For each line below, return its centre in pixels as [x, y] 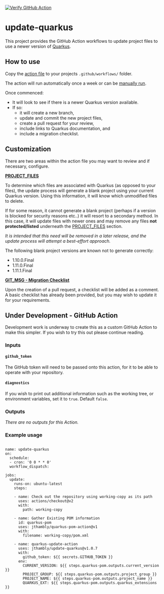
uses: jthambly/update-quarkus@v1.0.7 [58, 549]
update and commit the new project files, [61, 118]
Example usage [24, 435]
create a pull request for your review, [57, 123]
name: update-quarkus [27, 450]
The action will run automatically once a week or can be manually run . [76, 83]
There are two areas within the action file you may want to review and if [77, 161]
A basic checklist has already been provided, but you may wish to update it [81, 295]
